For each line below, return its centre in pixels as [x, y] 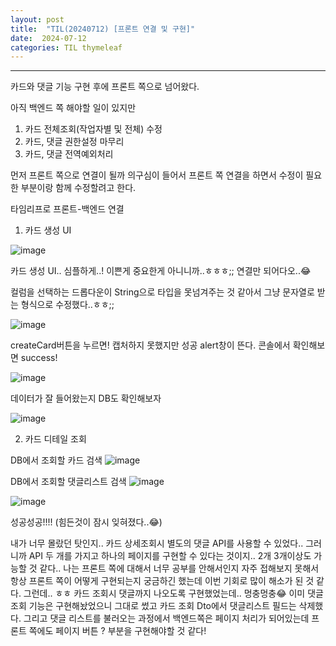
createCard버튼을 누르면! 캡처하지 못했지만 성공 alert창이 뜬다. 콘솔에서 [150, 345]
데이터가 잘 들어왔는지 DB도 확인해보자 [86, 398]
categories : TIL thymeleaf [66, 47]
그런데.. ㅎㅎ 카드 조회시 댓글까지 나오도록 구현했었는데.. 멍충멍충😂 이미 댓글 [173, 593]
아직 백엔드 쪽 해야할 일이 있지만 [73, 108]
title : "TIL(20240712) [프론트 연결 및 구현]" [103, 29]
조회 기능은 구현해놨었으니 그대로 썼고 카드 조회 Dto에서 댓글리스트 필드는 [153, 606]
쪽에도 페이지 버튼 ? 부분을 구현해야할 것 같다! [117, 631]
